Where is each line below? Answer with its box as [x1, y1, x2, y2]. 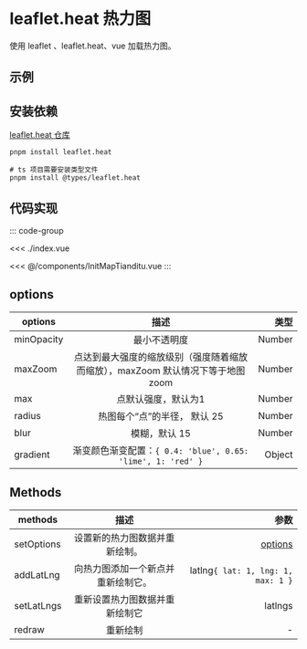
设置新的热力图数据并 [74, 531, 166, 544]
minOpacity [14, 332, 64, 345]
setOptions [14, 538, 61, 550]
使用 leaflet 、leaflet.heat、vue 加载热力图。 [9, 40, 176, 51]
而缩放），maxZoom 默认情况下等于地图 [76, 364, 246, 377]
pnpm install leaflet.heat [9, 148, 112, 157]
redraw [14, 623, 45, 635]
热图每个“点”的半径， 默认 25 [97, 410, 224, 423]
